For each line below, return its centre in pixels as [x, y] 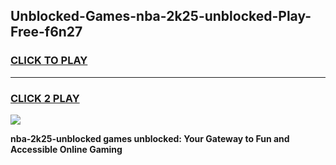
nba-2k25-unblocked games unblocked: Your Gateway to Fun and [150, 138]
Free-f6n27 [46, 32]
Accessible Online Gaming [66, 149]
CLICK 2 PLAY [45, 98]
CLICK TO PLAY [49, 61]
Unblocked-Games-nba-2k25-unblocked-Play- [161, 16]
